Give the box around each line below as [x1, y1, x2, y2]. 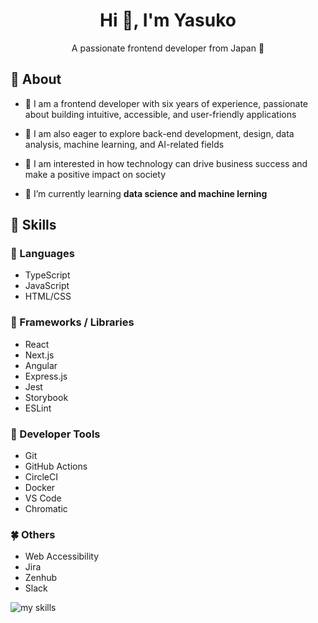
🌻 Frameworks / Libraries [10, 315, 135, 329]
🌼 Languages [10, 247, 75, 261]
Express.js [24, 370, 68, 382]
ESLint [24, 402, 52, 414]
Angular [24, 359, 58, 371]
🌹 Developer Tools [10, 427, 101, 441]
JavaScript [24, 280, 70, 292]
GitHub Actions [24, 460, 88, 473]
